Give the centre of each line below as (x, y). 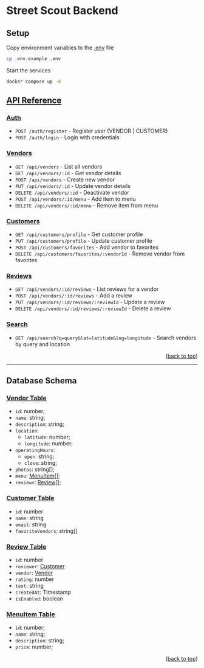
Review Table (26, 546)
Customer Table (30, 498)
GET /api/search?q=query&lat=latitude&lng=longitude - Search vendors (106, 338)
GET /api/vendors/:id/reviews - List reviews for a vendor (87, 289)
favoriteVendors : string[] (46, 531)
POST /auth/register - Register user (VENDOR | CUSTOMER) (91, 131)
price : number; (34, 647)
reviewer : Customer (40, 566)
